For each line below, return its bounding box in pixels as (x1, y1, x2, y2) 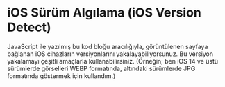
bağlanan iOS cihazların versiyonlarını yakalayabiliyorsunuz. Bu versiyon (7, 50, 214, 58)
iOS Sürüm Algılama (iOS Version (7, 5, 201, 21)
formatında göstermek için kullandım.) (7, 71, 116, 80)
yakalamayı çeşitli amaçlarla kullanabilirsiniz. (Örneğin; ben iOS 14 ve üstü (7, 57, 219, 65)
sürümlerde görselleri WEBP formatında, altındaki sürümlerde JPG (7, 64, 196, 72)
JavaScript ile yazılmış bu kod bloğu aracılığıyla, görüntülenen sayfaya (7, 42, 208, 50)
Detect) (7, 19, 51, 35)
